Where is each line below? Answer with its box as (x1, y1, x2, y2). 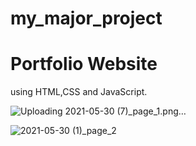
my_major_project (10, 7, 163, 30)
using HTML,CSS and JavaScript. (10, 86, 148, 98)
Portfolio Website (10, 53, 158, 76)
